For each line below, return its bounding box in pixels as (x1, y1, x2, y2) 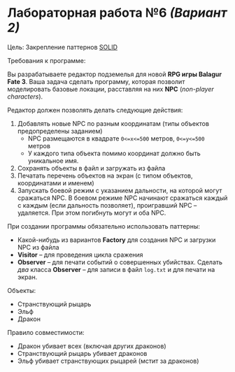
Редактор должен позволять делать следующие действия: (7, 106, 183, 114)
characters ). (7, 92, 43, 101)
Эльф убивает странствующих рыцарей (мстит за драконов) (17, 357, 199, 365)
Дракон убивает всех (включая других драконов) (17, 341, 166, 350)
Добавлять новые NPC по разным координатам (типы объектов (17, 119, 210, 127)
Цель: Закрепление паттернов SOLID (7, 43, 117, 51)
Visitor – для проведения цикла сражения (17, 250, 143, 259)
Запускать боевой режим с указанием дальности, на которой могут (17, 186, 222, 194)
